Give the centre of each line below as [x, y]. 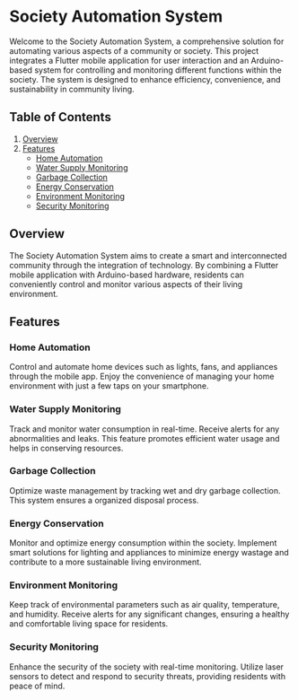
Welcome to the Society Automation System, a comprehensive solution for [147, 41]
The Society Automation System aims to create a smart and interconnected [148, 255]
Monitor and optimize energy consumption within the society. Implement [143, 543]
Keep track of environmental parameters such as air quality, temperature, [145, 605]
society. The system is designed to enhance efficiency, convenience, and [145, 79]
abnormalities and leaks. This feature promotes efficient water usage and [145, 438]
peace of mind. [37, 686]
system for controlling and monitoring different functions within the [158, 70]
